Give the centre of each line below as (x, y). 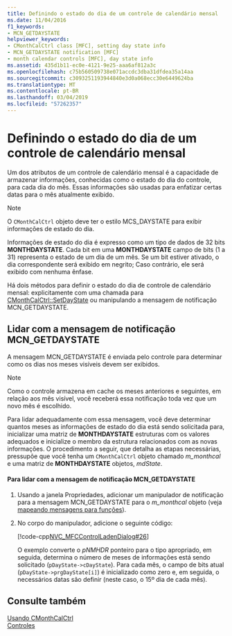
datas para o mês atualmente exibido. (61, 194)
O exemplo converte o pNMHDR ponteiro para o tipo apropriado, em (115, 550)
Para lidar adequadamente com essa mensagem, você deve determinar (109, 419)
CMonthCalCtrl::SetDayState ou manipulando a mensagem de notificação (112, 300)
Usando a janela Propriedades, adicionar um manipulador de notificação (120, 494)
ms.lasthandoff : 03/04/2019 (48, 98)
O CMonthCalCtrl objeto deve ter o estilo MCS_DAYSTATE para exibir (105, 221)
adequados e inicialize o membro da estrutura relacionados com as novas (113, 441)
